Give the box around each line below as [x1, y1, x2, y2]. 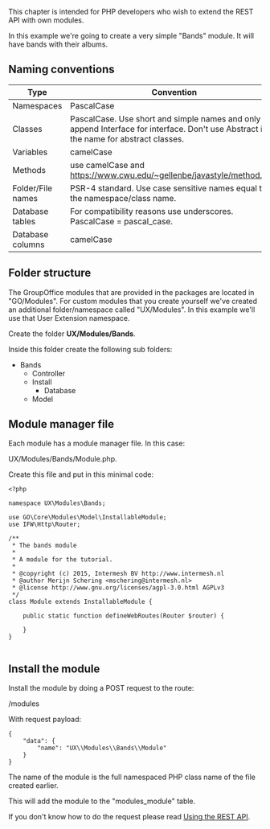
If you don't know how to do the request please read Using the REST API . [8, 812, 251, 822]
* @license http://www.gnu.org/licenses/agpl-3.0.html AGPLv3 [11, 584, 225, 592]
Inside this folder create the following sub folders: [8, 344, 173, 354]
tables [12, 215, 36, 227]
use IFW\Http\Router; [8, 520, 81, 529]
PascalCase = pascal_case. [69, 215, 174, 227]
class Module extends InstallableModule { [8, 598, 153, 606]
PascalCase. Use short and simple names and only [69, 113, 261, 124]
